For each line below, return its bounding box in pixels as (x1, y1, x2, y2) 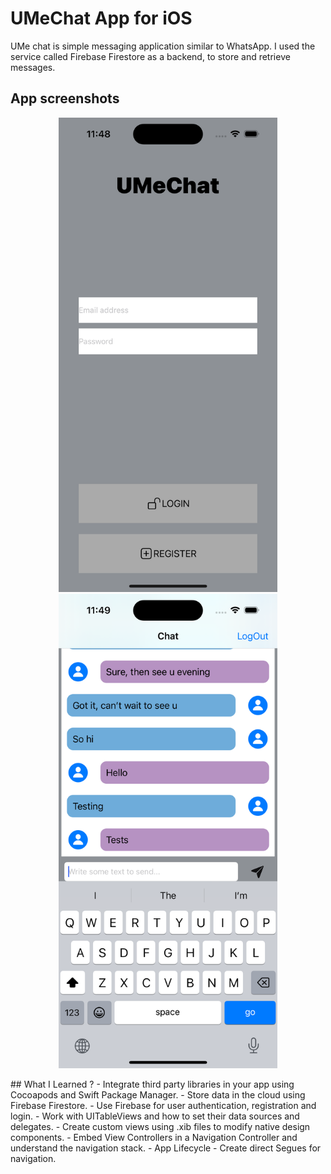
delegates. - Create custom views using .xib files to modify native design (10, 1121, 311, 1133)
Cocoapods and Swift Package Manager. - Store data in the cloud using (10, 1089, 306, 1101)
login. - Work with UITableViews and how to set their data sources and (10, 1110, 300, 1122)
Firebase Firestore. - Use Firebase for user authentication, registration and (10, 1100, 317, 1112)
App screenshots (10, 90, 120, 107)
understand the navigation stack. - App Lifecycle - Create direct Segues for (10, 1142, 322, 1154)
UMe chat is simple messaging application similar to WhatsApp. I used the (10, 40, 316, 52)
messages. (10, 61, 56, 73)
